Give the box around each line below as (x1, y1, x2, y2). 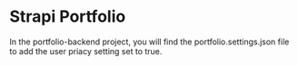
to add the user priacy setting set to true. (9, 45, 163, 56)
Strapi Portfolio (9, 6, 126, 27)
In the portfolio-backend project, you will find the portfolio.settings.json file (9, 36, 290, 47)
